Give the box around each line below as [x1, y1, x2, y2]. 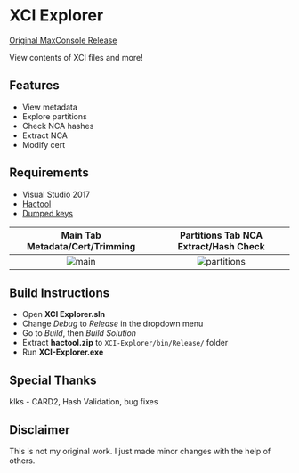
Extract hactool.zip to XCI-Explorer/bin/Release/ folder [21, 338, 229, 348]
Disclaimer [9, 422, 70, 437]
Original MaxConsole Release [9, 35, 117, 45]
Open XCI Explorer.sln [21, 309, 106, 320]
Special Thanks [9, 372, 97, 387]
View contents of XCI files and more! [9, 52, 144, 62]
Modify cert [21, 139, 66, 150]
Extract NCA [21, 130, 69, 141]
